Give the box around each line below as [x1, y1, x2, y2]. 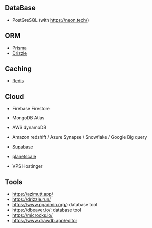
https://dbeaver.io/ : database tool [12, 207, 81, 213]
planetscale [12, 154, 36, 160]
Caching [5, 65, 32, 73]
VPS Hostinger [12, 163, 43, 169]
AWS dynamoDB [12, 124, 46, 131]
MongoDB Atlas [12, 115, 45, 121]
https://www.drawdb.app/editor [12, 218, 78, 224]
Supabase [12, 144, 33, 150]
